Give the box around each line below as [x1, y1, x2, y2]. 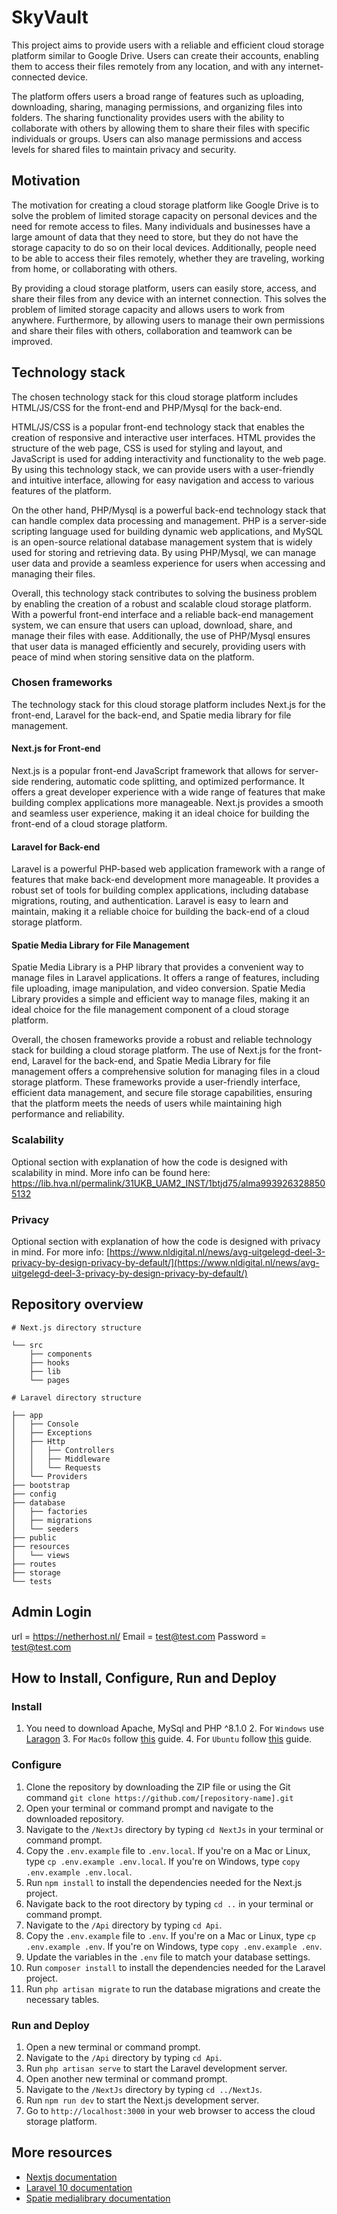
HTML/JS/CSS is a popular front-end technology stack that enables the [11, 421, 305, 433]
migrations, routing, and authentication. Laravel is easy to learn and [11, 895, 289, 907]
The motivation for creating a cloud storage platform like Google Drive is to [11, 199, 319, 211]
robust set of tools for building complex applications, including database [11, 884, 309, 896]
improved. [11, 335, 53, 347]
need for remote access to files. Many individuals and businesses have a [11, 220, 311, 232]
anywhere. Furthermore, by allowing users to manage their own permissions [11, 314, 325, 326]
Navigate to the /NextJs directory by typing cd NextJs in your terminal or [25, 1823, 324, 1835]
